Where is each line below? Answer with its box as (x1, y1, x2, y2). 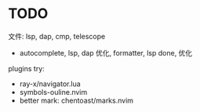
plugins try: (8, 63, 45, 73)
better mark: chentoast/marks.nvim (19, 96, 134, 105)
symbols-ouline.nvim (19, 87, 88, 96)
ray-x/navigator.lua (19, 79, 81, 89)
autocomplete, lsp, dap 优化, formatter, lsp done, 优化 (19, 48, 193, 57)
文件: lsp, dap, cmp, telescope (8, 31, 106, 41)
